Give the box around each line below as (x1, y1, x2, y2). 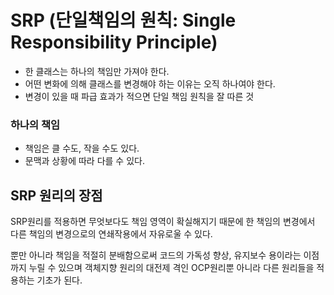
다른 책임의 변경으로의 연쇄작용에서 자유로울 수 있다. (10, 228, 213, 240)
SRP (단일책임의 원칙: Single (10, 9, 237, 32)
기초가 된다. (36, 274, 83, 286)
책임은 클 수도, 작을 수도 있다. (24, 142, 140, 155)
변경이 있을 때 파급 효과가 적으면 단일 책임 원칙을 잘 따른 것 (24, 90, 255, 102)
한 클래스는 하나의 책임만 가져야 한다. (24, 65, 170, 77)
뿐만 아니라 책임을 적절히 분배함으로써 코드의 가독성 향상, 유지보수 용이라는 (10, 249, 302, 261)
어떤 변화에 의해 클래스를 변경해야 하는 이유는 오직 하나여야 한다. (24, 77, 276, 90)
